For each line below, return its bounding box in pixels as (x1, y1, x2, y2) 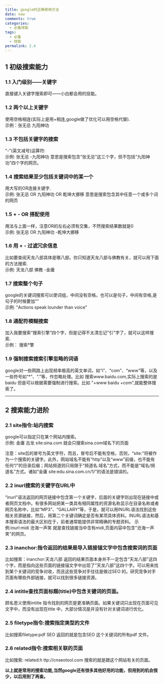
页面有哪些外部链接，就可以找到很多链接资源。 (5, 575, 99, 580)
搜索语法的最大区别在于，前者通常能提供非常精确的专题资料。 (9, 518, 133, 524)
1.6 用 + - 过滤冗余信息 (5, 242, 58, 249)
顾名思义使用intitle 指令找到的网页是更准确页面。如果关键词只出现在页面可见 (5, 600, 159, 606)
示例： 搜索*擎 (5, 342, 34, 348)
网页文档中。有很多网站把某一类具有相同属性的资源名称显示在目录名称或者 (9, 500, 159, 506)
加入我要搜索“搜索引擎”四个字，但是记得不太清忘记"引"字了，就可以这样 (5, 330, 150, 336)
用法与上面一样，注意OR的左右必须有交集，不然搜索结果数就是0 (5, 223, 134, 229)
